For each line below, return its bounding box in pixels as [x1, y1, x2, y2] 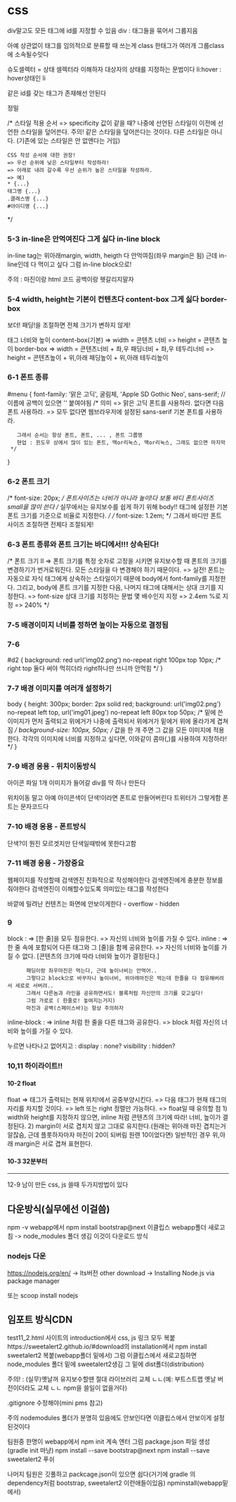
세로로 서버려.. [15, 982, 54, 989]
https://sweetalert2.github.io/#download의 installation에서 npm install [7, 1342, 207, 1351]
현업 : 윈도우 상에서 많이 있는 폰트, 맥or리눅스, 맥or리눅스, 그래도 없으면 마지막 [16, 439, 226, 446]
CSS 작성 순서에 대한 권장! [7, 151, 76, 158]
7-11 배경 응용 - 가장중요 [7, 858, 84, 868]
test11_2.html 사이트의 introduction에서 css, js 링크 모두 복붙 [7, 1334, 176, 1342]
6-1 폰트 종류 [7, 373, 49, 382]
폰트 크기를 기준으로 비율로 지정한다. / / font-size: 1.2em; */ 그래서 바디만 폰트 [7, 511, 223, 520]
